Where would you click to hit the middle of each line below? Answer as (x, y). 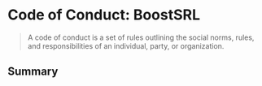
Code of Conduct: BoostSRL (104, 15)
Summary (33, 72)
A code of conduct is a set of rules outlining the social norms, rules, (141, 37)
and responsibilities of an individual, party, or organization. (126, 45)
